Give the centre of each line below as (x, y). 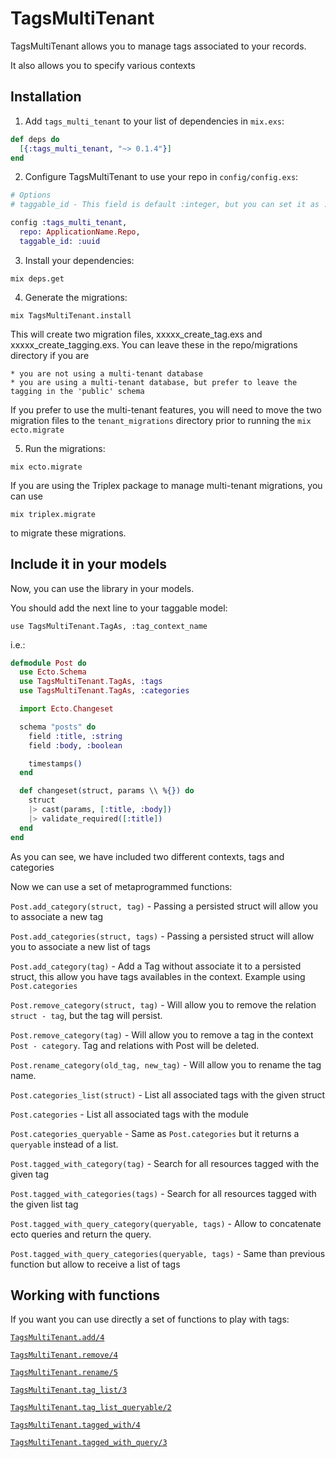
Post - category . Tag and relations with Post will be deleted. (135, 1045)
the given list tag (44, 1204)
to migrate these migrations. (68, 533)
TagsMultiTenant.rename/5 (64, 1373)
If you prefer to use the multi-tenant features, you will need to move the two (166, 409)
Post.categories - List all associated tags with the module (129, 1114)
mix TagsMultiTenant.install (71, 315)
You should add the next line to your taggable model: (119, 608)
